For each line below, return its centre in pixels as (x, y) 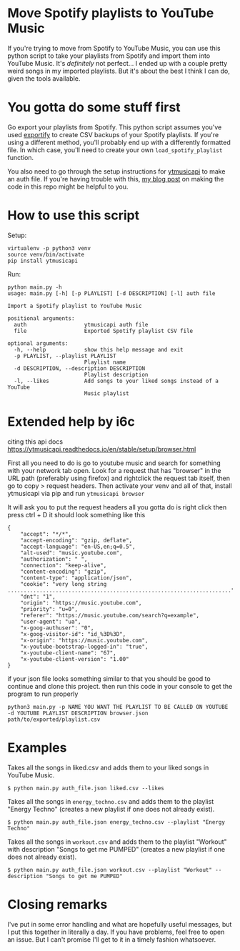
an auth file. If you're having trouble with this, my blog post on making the (116, 179)
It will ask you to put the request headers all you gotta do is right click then (117, 507)
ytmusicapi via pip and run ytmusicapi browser (76, 493)
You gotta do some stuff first (94, 108)
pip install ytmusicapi (43, 261)
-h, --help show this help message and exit (99, 349)
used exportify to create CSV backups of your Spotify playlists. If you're (113, 134)
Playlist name (105, 362)
